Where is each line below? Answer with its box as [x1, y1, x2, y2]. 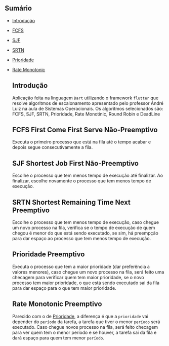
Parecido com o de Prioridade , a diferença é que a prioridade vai [12, 313, 149, 319]
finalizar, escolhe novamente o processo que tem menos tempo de [12, 178, 151, 184]
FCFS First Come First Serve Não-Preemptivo [12, 126, 158, 134]
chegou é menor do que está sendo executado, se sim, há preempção [12, 230, 159, 236]
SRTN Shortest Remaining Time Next [12, 198, 131, 207]
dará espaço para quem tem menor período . [12, 334, 104, 341]
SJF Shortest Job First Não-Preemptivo [12, 159, 139, 168]
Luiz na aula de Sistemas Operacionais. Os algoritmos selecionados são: [12, 105, 163, 111]
